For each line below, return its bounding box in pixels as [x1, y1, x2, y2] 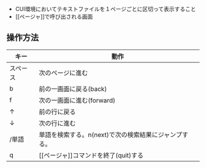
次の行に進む [39, 119, 76, 127]
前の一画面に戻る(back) [39, 84, 107, 93]
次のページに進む [39, 68, 88, 77]
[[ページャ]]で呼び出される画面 [15, 13, 93, 20]
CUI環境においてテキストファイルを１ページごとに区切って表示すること [15, 5, 196, 12]
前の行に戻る [39, 108, 76, 116]
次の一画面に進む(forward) [39, 96, 116, 104]
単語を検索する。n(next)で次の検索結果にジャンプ [39, 130, 183, 139]
